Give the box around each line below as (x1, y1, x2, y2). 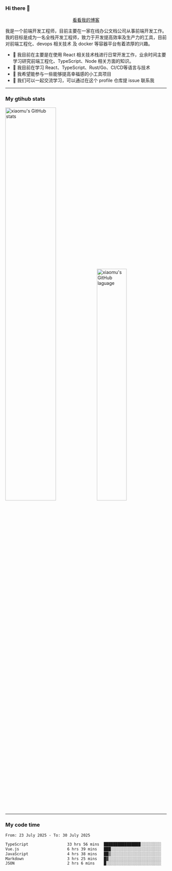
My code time (5, 821, 40, 828)
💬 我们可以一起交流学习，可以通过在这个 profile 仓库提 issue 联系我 (12, 77, 155, 84)
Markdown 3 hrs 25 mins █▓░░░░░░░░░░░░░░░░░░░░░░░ (5, 856, 161, 861)
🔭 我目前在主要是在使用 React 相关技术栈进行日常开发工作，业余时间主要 (12, 51, 166, 58)
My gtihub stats (5, 95, 46, 102)
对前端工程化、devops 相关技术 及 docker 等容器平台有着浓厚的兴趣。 (5, 41, 153, 47)
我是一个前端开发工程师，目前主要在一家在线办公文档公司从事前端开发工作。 (5, 28, 167, 34)
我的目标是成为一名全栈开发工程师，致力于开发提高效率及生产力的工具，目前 (5, 34, 167, 41)
